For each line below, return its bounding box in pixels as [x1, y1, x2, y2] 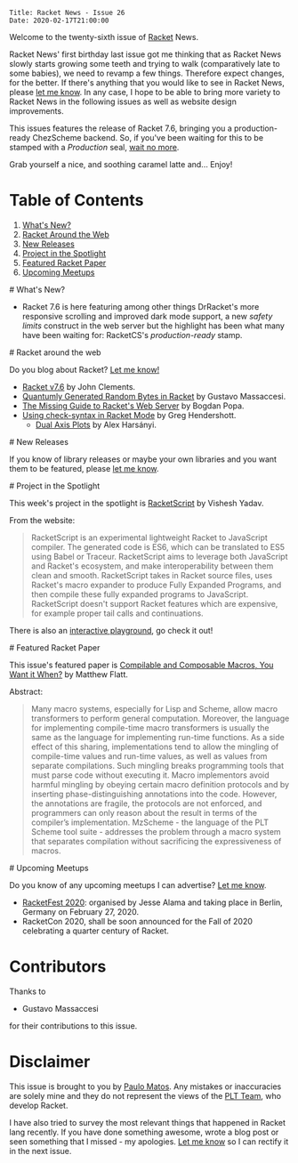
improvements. [9, 106, 64, 116]
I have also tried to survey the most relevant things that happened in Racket [9, 1117, 286, 1127]
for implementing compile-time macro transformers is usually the [30, 722, 270, 733]
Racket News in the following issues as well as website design [9, 96, 238, 107]
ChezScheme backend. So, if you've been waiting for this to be [32, 133, 264, 142]
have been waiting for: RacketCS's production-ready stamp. [21, 329, 243, 340]
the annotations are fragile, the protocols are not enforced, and [30, 797, 262, 809]
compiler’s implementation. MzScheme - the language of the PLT [30, 817, 270, 828]
